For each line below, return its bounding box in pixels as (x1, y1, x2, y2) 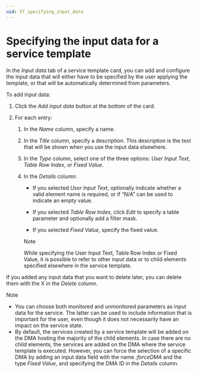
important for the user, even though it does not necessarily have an (14, 315, 179, 322)
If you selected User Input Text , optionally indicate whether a (32, 184, 181, 191)
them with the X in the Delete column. (6, 280, 98, 287)
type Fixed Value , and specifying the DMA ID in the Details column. (14, 359, 179, 366)
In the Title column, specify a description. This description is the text (23, 137, 191, 144)
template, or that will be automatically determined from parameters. (6, 79, 171, 86)
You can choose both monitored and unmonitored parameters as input (14, 303, 187, 310)
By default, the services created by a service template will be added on (14, 328, 189, 335)
